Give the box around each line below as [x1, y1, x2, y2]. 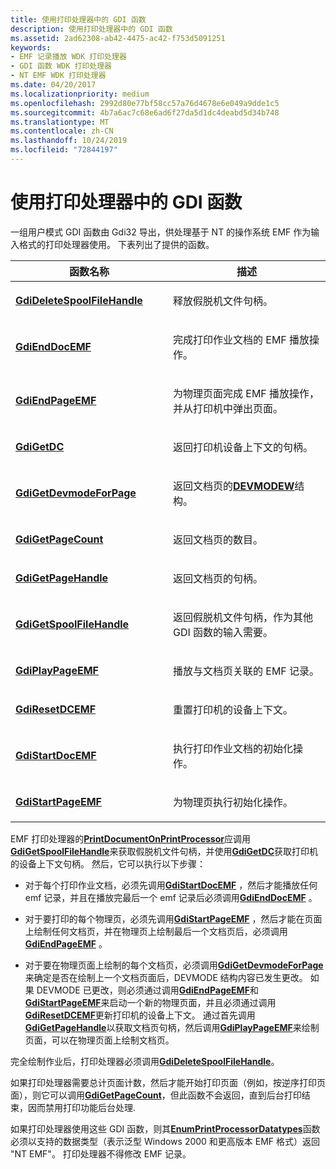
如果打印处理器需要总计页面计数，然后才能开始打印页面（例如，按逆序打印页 [10, 1076, 326, 1088]
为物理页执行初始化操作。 [173, 795, 294, 809]
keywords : [10, 42, 52, 53]
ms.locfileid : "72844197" [10, 145, 118, 155]
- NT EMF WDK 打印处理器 [10, 71, 107, 81]
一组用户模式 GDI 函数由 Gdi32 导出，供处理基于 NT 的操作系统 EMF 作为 [10, 226, 312, 238]
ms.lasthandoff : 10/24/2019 [10, 136, 128, 146]
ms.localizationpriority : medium [10, 89, 150, 99]
